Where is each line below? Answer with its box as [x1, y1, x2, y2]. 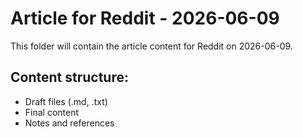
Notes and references [24, 117, 115, 129]
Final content [24, 106, 80, 118]
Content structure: [10, 69, 129, 86]
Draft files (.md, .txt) [24, 95, 108, 107]
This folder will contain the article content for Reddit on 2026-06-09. [10, 40, 293, 52]
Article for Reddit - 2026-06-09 [10, 7, 280, 30]
